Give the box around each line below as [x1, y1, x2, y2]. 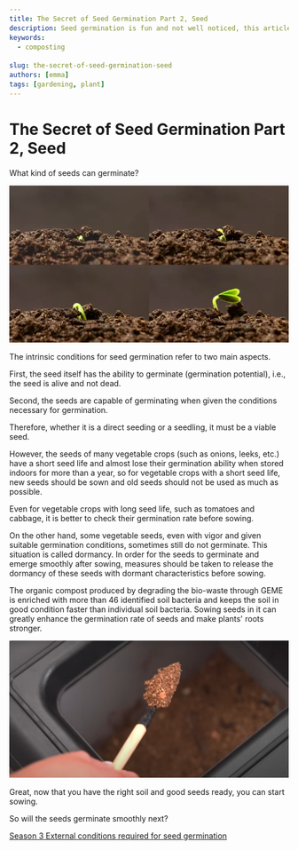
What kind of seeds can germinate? [9, 167, 139, 178]
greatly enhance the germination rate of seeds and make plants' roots [9, 613, 264, 624]
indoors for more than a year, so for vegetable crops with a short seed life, [9, 467, 281, 478]
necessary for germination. [9, 404, 108, 415]
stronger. [9, 623, 43, 633]
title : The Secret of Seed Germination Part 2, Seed [9, 14, 208, 23]
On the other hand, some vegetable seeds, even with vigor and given [9, 529, 262, 541]
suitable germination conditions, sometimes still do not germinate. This [9, 539, 268, 550]
